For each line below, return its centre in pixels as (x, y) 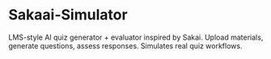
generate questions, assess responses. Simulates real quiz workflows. (125, 45)
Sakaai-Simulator (68, 15)
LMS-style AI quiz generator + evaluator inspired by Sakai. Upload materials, (136, 37)
